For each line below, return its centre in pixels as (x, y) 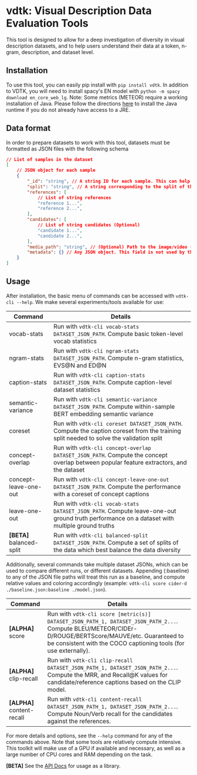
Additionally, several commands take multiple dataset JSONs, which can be (97, 564)
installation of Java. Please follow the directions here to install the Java (92, 103)
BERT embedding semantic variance (103, 414)
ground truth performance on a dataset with (114, 518)
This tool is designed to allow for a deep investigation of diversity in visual (95, 39)
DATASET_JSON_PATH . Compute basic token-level (118, 333)
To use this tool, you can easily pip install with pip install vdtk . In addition (97, 85)
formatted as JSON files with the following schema (67, 149)
